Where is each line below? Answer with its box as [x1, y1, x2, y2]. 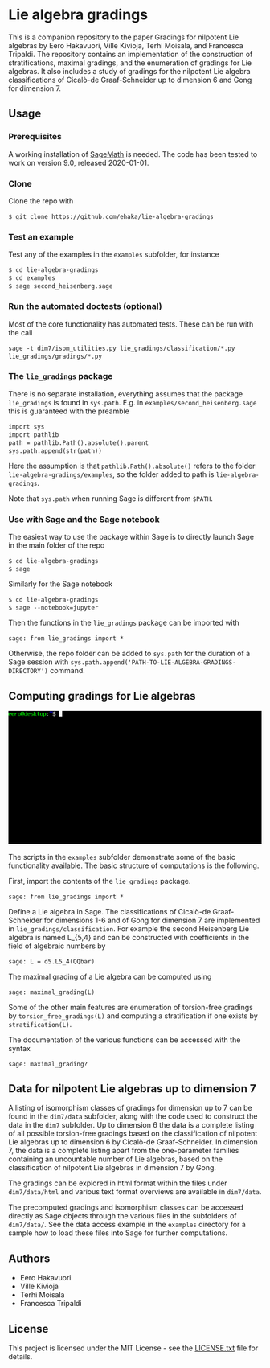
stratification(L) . [8, 1019, 72, 1029]
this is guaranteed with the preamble [8, 406, 130, 416]
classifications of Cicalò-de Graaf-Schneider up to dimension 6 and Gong [8, 75, 252, 84]
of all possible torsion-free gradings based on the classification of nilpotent [8, 1128, 258, 1139]
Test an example [8, 231, 74, 242]
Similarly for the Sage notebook [8, 579, 113, 589]
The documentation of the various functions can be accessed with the [8, 1035, 241, 1045]
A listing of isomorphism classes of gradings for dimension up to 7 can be [8, 1103, 252, 1113]
